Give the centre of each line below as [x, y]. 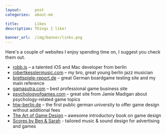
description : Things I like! [36, 28]
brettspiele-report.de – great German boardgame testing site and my [84, 78]
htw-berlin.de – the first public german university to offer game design [86, 105]
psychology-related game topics [46, 100]
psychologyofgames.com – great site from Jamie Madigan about [80, 94]
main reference [28, 83]
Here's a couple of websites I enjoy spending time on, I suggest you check [83, 52]
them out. [15, 57]
